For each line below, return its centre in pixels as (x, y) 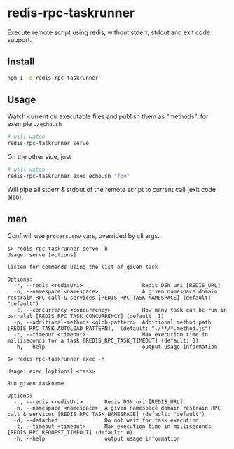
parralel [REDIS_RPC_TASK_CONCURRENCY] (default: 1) (86, 316)
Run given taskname (36, 383)
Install (21, 62)
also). (15, 197)
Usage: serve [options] (42, 255)
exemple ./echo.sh (35, 124)
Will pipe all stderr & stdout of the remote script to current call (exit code (111, 189)
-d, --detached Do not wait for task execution (106, 420)
